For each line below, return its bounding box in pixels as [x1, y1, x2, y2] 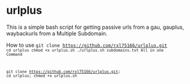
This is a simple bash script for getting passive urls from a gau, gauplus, [6, 23, 185, 31]
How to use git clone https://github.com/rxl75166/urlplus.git [6, 41, 168, 49]
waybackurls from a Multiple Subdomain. [6, 29, 108, 37]
